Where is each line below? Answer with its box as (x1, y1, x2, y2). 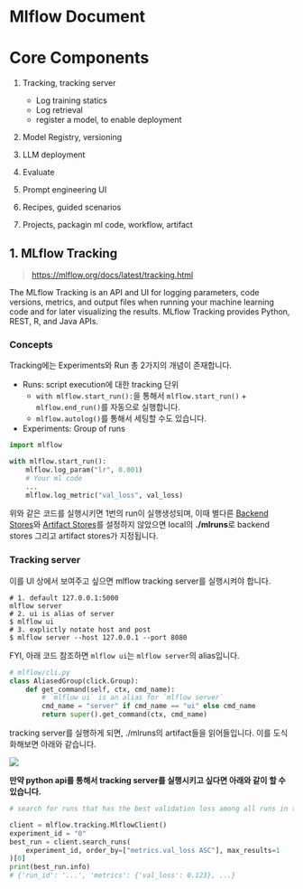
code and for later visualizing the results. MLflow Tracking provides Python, (9, 305, 290, 317)
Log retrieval (35, 105, 83, 116)
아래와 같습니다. (40, 739, 96, 750)
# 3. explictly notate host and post (9, 625, 151, 634)
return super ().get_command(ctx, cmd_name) (41, 710, 207, 719)
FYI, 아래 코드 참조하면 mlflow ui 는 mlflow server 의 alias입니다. (9, 650, 241, 660)
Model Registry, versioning (22, 132, 123, 143)
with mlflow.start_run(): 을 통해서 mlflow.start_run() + (35, 390, 247, 401)
